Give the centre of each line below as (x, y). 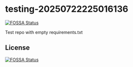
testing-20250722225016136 (67, 9)
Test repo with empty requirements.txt (44, 32)
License (17, 48)
